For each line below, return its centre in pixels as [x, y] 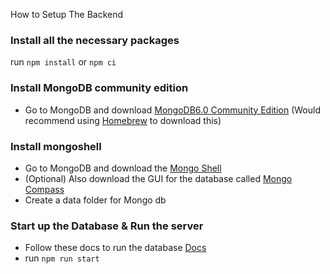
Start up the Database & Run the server [107, 226]
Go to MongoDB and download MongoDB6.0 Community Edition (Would [172, 110]
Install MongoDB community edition [99, 88]
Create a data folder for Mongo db [95, 200]
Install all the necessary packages [95, 40]
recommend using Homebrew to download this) [123, 120]
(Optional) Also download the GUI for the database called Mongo [158, 178]
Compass [44, 189]
